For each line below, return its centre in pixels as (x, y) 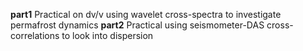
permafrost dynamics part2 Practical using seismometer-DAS (137, 25)
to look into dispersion (107, 35)
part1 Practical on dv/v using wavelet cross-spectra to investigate (146, 14)
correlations (35, 35)
